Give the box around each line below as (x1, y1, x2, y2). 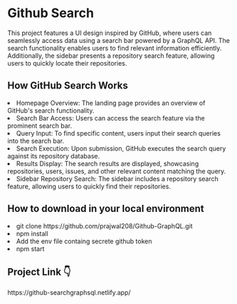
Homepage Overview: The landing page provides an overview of (16, 98, 206, 107)
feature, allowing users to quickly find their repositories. (7, 182, 171, 191)
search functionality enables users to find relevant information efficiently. (7, 44, 222, 52)
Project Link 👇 (7, 265, 71, 278)
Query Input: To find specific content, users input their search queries (16, 128, 221, 137)
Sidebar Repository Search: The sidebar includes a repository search (16, 174, 219, 183)
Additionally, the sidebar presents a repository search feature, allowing (7, 51, 215, 60)
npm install (16, 229, 48, 238)
